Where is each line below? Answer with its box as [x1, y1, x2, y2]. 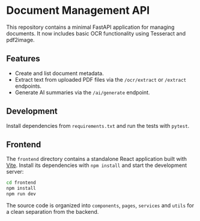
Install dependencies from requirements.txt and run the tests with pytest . [6, 122, 190, 129]
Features [6, 53, 40, 64]
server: [6, 168, 24, 175]
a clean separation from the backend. [6, 208, 99, 215]
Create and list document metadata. [14, 70, 104, 77]
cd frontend [6, 180, 36, 186]
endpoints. [14, 82, 42, 89]
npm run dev [6, 191, 36, 197]
